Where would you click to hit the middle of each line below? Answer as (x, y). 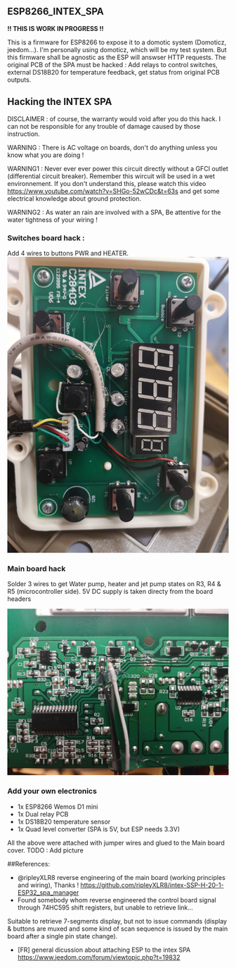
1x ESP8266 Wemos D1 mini (58, 807)
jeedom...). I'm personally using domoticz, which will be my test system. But (117, 49)
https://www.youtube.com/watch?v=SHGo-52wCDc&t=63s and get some (113, 191)
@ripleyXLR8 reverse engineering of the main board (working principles (122, 877)
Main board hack (37, 569)
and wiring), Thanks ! (48, 885)
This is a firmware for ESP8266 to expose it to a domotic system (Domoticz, (117, 42)
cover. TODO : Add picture (46, 850)
